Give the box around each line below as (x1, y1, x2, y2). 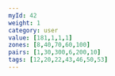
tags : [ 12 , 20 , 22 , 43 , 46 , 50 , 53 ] (8, 56, 109, 64)
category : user (8, 26, 59, 34)
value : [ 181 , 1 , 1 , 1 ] (8, 33, 73, 42)
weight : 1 (8, 19, 41, 27)
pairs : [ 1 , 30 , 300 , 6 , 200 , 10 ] (8, 48, 102, 56)
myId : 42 (8, 11, 37, 20)
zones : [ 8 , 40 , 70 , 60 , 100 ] (8, 41, 90, 49)
